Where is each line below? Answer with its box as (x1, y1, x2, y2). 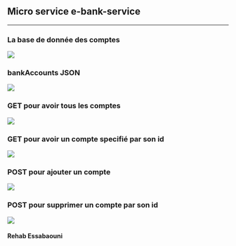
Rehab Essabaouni (7, 232, 63, 240)
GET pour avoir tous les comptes (7, 101, 121, 111)
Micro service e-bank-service (7, 6, 140, 18)
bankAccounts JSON (7, 68, 81, 78)
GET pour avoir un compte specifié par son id (7, 134, 164, 143)
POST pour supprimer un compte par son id (7, 200, 159, 210)
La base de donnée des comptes (7, 34, 121, 44)
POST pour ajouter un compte (7, 167, 111, 176)
